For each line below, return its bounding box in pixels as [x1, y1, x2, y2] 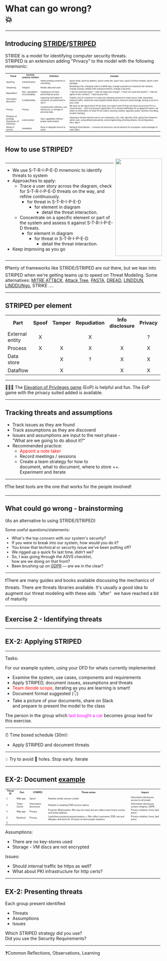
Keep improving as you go [12, 246, 66, 252]
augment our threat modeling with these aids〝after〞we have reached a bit [5, 590, 159, 596]
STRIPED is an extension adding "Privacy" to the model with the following [5, 58, 154, 64]
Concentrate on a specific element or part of [19, 215, 110, 221]
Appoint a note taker [19, 448, 62, 454]
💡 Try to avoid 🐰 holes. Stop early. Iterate [5, 756, 89, 762]
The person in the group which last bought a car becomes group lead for [5, 712, 153, 718]
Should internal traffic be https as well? [12, 863, 92, 869]
